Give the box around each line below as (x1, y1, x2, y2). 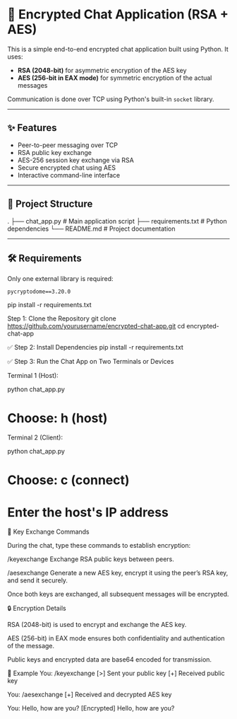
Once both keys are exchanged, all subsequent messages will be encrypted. (7, 590, 229, 599)
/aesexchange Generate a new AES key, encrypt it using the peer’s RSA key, (7, 569, 229, 577)
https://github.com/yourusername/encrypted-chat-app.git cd (7, 322, 186, 330)
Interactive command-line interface (17, 171, 121, 179)
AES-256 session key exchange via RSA (17, 156, 134, 164)
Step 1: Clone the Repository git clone (7, 314, 116, 323)
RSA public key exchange (17, 148, 92, 156)
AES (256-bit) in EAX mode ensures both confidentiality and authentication (7, 634, 225, 643)
